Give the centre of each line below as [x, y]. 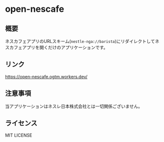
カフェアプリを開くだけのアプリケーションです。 [58, 47]
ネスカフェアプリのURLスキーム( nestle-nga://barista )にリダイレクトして [80, 41]
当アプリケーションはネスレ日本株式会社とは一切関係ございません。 [74, 106]
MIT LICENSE [19, 135]
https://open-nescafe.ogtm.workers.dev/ [46, 76]
